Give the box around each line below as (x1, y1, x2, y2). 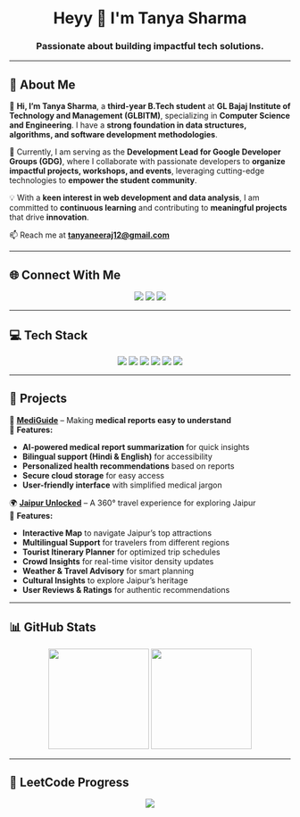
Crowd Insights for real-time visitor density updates (21, 555, 214, 566)
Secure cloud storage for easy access (21, 470, 165, 480)
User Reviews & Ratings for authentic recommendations (21, 584, 230, 595)
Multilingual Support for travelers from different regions (21, 537, 230, 547)
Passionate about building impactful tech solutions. (36, 40, 264, 53)
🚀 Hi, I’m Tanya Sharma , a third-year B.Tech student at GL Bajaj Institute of (9, 101, 291, 112)
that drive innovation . (9, 212, 89, 222)
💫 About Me (9, 77, 76, 92)
